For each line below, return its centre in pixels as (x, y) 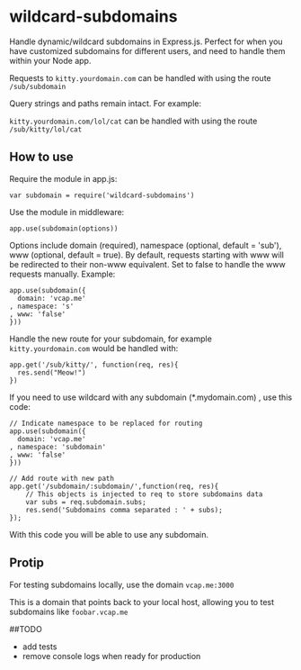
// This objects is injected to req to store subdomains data (144, 494)
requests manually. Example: (62, 274)
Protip (27, 563)
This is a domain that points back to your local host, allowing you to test (142, 602)
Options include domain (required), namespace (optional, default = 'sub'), (146, 245)
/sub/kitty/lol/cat (46, 129)
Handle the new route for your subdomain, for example (111, 339)
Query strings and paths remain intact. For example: (106, 103)
